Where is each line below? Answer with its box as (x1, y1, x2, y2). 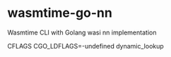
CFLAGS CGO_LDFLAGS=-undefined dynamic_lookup (7, 42, 164, 50)
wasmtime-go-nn (7, 5, 113, 21)
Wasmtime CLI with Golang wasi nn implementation (7, 28, 157, 37)
